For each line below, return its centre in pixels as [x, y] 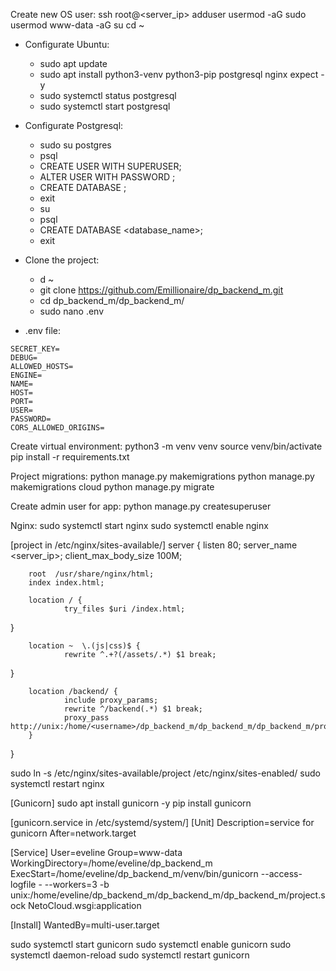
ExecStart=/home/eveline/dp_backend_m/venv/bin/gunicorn [134, 873]
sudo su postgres [75, 145]
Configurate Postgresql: [74, 125]
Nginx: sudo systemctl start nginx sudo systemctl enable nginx [139, 525]
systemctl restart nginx [57, 783]
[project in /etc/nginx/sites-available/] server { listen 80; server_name [154, 545]
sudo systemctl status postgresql [108, 95]
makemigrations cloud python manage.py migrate [112, 487]
